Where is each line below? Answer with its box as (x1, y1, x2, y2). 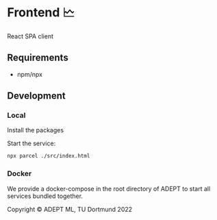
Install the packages (7, 126, 64, 134)
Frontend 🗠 (7, 5, 75, 21)
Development (7, 90, 66, 102)
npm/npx (16, 70, 43, 78)
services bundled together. (7, 192, 84, 200)
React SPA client (7, 32, 53, 40)
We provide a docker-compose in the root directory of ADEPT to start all (7, 184, 211, 193)
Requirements (7, 52, 68, 64)
